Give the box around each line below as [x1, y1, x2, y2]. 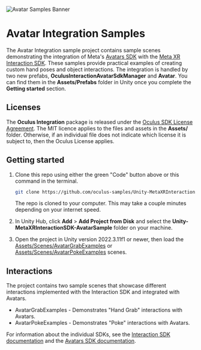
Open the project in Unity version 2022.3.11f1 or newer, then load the [14, 236, 184, 243]
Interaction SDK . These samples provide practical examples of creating [6, 59, 182, 66]
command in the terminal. [14, 177, 79, 185]
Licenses [6, 102, 41, 112]
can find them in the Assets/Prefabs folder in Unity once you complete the [6, 78, 191, 85]
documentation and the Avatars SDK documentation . [6, 337, 136, 345]
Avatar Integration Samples [6, 27, 146, 40]
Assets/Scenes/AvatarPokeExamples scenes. [14, 248, 127, 256]
